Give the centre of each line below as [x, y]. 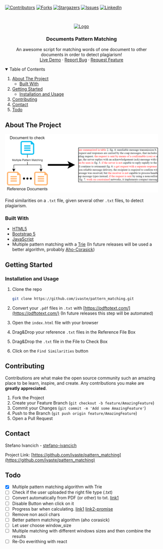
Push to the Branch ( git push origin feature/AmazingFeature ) [74, 413]
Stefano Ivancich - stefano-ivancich [41, 445]
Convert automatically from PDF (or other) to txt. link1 [65, 498]
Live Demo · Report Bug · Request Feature [81, 60]
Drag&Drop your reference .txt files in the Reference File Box [74, 332]
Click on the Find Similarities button [50, 351]
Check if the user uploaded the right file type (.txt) [62, 492]
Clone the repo [27, 289]
